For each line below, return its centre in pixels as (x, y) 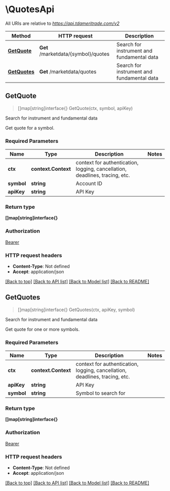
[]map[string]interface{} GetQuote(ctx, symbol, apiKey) (75, 108)
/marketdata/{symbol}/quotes (74, 54)
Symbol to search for (100, 393)
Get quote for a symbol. (30, 128)
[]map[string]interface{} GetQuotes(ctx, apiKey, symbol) (76, 310)
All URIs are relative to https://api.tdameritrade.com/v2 (62, 23)
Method (21, 35)
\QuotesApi (30, 9)
